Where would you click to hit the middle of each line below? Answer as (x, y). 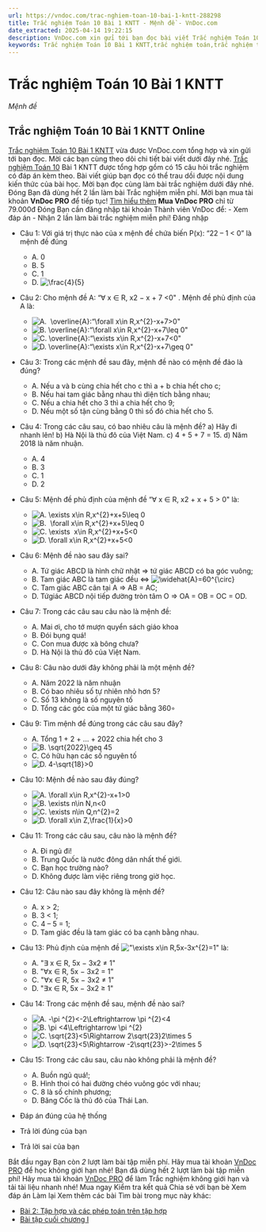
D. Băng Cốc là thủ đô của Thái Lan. (90, 1100)
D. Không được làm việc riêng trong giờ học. (103, 876)
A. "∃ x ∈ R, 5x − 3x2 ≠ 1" (74, 963)
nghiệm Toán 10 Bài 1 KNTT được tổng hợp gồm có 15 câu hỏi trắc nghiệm (129, 167)
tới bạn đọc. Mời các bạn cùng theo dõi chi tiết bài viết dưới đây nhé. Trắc (128, 159)
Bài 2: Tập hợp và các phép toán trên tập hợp (93, 1211)
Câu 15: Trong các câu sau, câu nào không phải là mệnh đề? (118, 1059)
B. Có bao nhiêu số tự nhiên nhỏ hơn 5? (96, 691)
